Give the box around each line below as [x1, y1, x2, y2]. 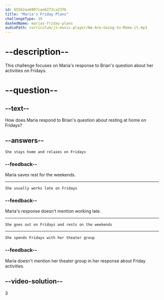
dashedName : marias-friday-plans [5, 21, 73, 26]
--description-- [5, 46, 69, 58]
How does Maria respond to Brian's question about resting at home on [5, 117, 146, 123]
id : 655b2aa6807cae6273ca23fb [5, 7, 67, 12]
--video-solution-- [5, 277, 63, 286]
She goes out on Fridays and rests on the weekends [5, 222, 112, 227]
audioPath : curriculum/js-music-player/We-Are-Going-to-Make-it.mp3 [5, 25, 147, 30]
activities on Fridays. [5, 68, 47, 74]
